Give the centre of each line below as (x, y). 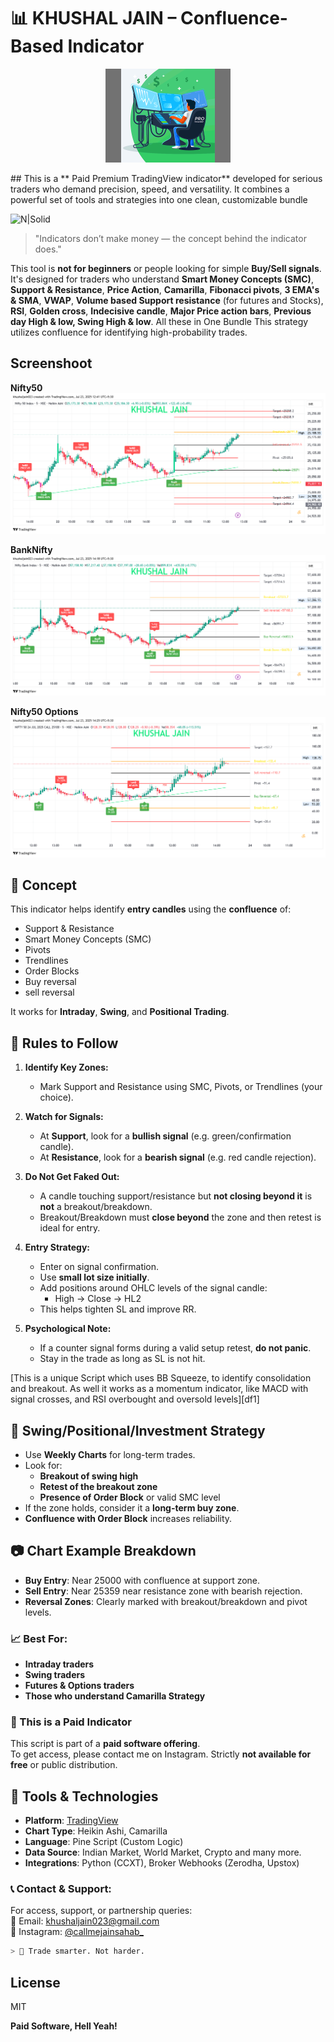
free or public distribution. (64, 1765)
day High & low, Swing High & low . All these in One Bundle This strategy (159, 321)
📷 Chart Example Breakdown (103, 1551)
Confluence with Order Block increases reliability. (128, 1518)
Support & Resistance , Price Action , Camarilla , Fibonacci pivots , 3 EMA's (165, 289)
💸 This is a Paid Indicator (71, 1722)
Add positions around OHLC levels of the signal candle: (153, 1288)
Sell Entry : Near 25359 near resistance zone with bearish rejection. (163, 1591)
